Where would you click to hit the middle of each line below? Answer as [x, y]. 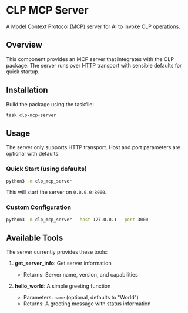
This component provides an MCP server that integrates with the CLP [90, 59]
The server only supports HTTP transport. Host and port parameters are [93, 147]
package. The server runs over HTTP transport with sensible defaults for [94, 65]
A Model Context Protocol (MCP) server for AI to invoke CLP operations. [93, 26]
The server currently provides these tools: [57, 252]
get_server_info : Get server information [63, 263]
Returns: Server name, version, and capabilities [80, 275]
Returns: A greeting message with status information [87, 304]
